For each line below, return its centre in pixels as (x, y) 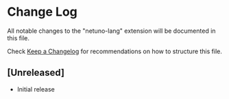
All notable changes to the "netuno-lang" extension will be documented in (111, 31)
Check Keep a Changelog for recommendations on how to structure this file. (115, 51)
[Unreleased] (36, 73)
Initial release (36, 89)
